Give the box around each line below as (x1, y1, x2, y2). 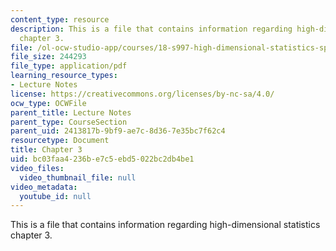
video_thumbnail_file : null (19, 172, 137, 183)
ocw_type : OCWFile (10, 98, 87, 108)
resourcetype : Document (10, 136, 110, 146)
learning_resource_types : (10, 71, 118, 81)
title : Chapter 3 (10, 145, 83, 155)
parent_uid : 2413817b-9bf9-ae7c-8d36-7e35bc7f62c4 (10, 126, 226, 136)
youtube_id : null (19, 191, 92, 201)
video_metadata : (10, 182, 78, 192)
